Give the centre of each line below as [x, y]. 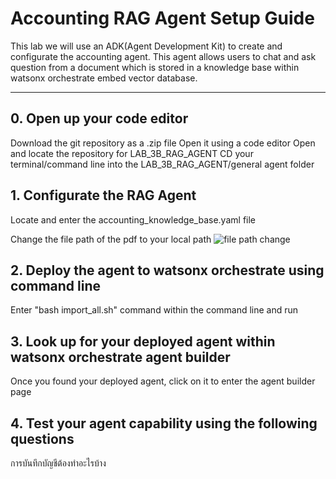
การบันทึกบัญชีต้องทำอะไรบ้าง [58, 463]
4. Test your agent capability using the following [164, 423]
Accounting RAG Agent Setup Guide [162, 18]
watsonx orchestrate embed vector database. [104, 78]
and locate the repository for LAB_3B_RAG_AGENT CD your [132, 153]
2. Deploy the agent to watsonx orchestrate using [167, 270]
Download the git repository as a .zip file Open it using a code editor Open [163, 143]
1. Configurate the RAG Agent [103, 195]
